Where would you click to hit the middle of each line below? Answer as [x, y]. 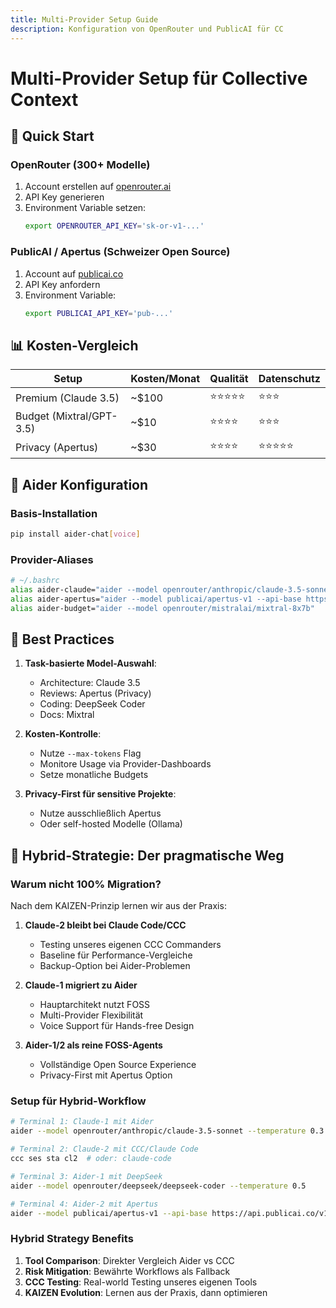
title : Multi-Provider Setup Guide [84, 19]
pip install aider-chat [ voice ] [75, 534]
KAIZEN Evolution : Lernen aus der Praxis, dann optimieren [146, 1292]
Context [44, 99]
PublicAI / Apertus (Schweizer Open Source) [120, 252]
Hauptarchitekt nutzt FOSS [95, 1005]
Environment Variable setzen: [85, 208]
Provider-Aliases [52, 559]
